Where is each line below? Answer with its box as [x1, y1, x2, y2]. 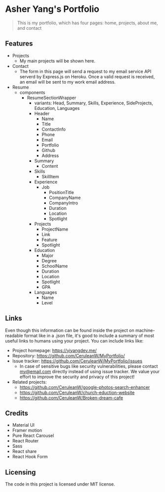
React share [12, 448, 37, 454]
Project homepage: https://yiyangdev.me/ [12, 347, 97, 353]
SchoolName [41, 263, 68, 269]
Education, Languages [34, 105, 80, 111]
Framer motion [12, 427, 42, 434]
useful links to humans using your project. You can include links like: [5, 338, 144, 344]
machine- [135, 327, 155, 333]
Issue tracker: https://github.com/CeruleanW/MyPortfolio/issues [12, 358, 143, 364]
